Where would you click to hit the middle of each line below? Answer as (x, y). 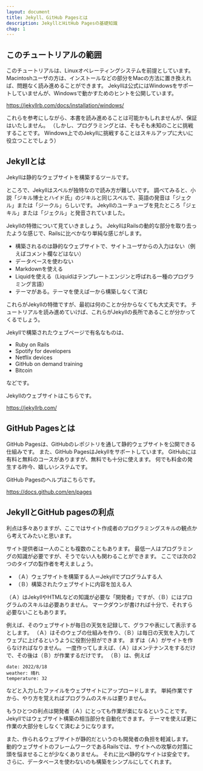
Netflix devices (34, 357)
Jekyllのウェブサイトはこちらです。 (51, 395)
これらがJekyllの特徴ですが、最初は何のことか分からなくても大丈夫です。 (98, 304)
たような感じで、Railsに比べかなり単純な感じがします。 (76, 233)
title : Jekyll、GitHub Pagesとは (47, 18)
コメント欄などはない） (55, 253)
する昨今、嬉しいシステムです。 (51, 466)
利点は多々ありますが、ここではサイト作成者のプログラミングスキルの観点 (99, 528)
